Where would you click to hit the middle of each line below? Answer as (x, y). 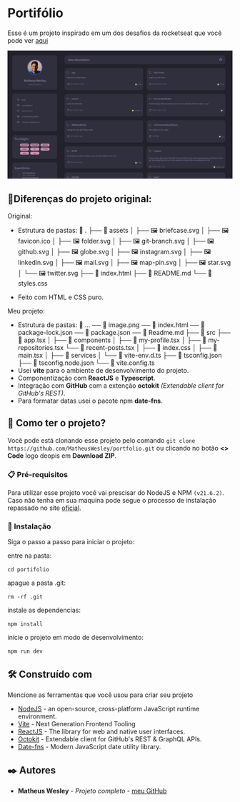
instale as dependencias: (44, 610)
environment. (37, 716)
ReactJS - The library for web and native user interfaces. (101, 732)
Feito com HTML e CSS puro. (60, 297)
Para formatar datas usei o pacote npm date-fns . (90, 401)
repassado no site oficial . (44, 508)
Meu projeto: (26, 311)
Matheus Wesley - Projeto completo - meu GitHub (92, 791)
